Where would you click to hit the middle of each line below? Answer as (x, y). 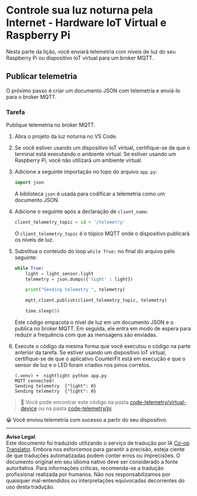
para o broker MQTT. (31, 97)
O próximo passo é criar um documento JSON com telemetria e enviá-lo (93, 90)
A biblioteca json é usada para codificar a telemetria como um (90, 194)
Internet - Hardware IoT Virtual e (86, 23)
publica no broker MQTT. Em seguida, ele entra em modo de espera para (103, 329)
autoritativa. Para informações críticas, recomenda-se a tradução (85, 468)
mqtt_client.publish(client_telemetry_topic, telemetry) (96, 300)
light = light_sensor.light (60, 274)
